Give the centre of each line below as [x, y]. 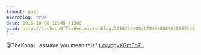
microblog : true [26, 17]
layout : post [23, 12]
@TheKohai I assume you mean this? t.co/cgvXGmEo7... [76, 45]
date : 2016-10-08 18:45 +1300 [44, 23]
